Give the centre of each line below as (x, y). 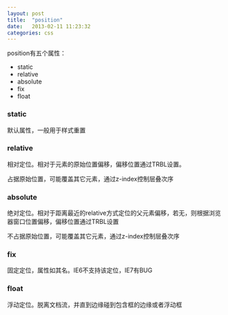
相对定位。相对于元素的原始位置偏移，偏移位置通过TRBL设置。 (96, 164)
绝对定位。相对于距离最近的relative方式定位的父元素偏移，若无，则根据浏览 (114, 213)
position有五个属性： (37, 53)
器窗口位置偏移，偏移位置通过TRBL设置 (63, 222)
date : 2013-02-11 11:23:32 (49, 26)
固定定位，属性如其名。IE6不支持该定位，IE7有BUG (80, 270)
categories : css (30, 33)
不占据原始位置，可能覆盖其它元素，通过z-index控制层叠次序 (93, 236)
